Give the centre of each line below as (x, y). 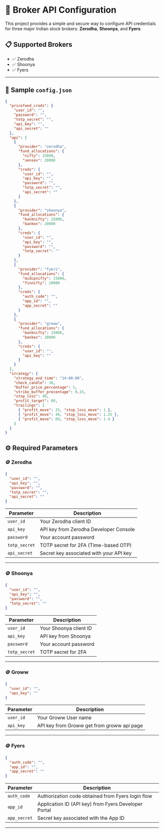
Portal (44, 810)
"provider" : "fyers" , (40, 269)
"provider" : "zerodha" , (42, 147)
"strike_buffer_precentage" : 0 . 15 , (50, 392)
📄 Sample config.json (39, 90)
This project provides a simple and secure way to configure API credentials (81, 23)
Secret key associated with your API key (86, 553)
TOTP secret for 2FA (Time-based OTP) (86, 545)
